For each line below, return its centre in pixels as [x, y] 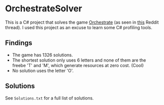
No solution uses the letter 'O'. [43, 70]
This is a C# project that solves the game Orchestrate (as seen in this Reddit [82, 22]
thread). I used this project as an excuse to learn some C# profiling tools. [79, 27]
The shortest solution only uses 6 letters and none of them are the [79, 60]
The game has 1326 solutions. [42, 55]
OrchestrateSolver [44, 9]
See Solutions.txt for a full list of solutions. [50, 98]
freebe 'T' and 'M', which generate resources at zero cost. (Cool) [78, 65]
